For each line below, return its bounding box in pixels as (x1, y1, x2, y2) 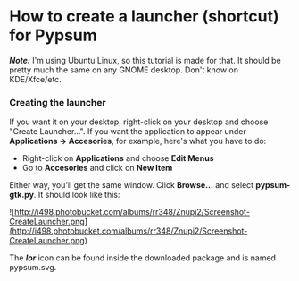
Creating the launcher (9, 96, 106, 108)
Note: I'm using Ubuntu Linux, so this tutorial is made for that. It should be (9, 55, 281, 65)
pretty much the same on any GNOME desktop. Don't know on (9, 64, 239, 75)
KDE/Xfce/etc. (9, 73, 62, 84)
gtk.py (9, 190, 34, 200)
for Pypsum (9, 25, 98, 46)
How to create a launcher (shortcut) (9, 6, 279, 27)
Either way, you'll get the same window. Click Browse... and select (9, 180, 254, 191)
